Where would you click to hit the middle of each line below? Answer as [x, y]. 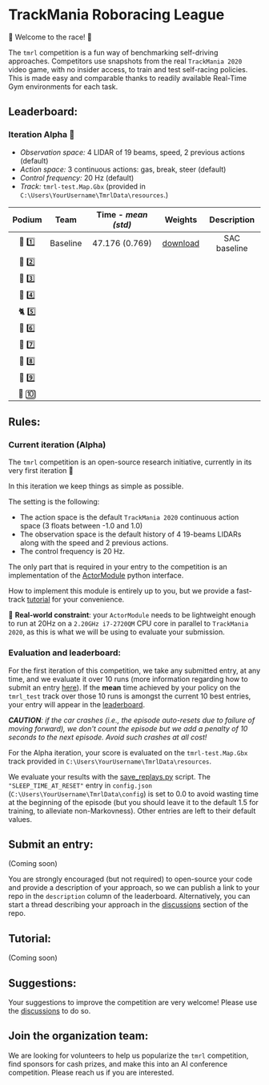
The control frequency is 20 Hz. [72, 552]
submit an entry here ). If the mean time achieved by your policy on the [124, 687]
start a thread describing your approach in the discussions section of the [128, 905]
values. [20, 819]
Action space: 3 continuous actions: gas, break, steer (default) [123, 169]
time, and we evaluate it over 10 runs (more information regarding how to [128, 678]
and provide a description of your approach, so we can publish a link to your [134, 888]
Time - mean [122, 214]
